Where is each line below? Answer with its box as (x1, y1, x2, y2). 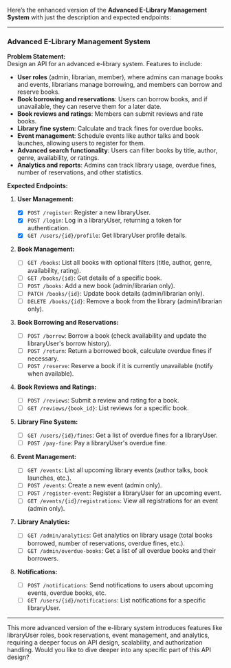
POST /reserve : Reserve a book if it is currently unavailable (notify (27, 361, 213, 370)
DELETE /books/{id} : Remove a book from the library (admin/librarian (27, 296, 222, 305)
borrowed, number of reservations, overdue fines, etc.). (27, 539, 186, 547)
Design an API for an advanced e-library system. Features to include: (7, 60, 203, 68)
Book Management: (16, 245, 75, 254)
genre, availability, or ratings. (16, 154, 100, 162)
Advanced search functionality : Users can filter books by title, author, (16, 146, 218, 154)
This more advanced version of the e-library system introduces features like (7, 623, 223, 631)
